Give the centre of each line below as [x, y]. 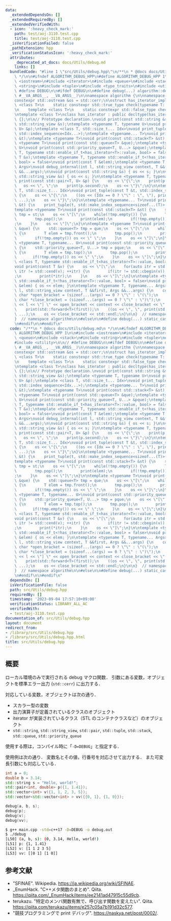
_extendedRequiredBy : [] [36, 19]
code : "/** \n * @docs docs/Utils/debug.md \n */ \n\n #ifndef [74, 328]
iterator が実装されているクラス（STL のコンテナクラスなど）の [79, 718]
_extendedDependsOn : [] [35, 15]
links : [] [25, 67]
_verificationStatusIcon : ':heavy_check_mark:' [61, 53]
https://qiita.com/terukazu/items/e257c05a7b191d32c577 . [73, 907]
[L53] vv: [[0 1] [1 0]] [32, 853]
